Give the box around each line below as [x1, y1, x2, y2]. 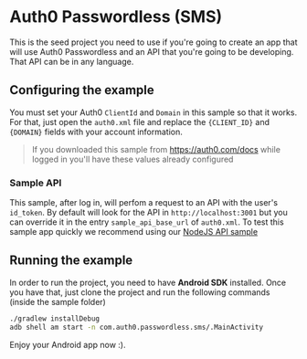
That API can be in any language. [9, 56, 134, 67]
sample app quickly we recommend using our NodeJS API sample [9, 227, 259, 238]
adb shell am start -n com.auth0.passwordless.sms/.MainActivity [9, 322, 263, 332]
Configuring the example [9, 82, 155, 98]
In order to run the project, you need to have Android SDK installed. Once [9, 277, 287, 288]
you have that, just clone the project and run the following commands [9, 286, 270, 298]
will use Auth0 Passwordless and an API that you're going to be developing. [9, 46, 294, 57]
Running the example [9, 253, 133, 269]
